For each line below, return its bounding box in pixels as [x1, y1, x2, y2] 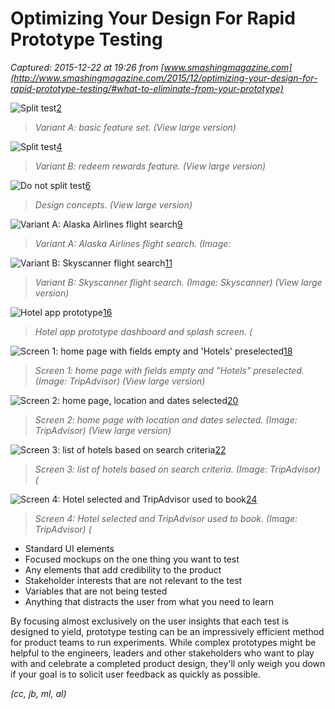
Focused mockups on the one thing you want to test [24, 553, 240, 565]
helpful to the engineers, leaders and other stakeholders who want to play [10, 647, 315, 659]
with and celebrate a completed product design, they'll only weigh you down [10, 657, 326, 669]
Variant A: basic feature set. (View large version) [34, 121, 237, 133]
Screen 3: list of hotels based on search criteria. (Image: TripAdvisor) [34, 463, 321, 475]
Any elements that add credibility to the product [24, 563, 222, 576]
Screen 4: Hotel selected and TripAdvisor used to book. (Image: [34, 512, 298, 524]
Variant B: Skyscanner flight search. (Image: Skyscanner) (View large [34, 276, 323, 288]
